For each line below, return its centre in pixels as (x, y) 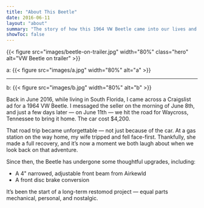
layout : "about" (27, 23)
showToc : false (25, 35)
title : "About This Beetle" (42, 12)
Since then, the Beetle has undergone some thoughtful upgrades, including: (101, 162)
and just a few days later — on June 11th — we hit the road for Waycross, (97, 113)
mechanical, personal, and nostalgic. (52, 198)
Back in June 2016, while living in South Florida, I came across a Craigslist (99, 99)
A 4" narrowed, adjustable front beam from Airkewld (81, 173)
